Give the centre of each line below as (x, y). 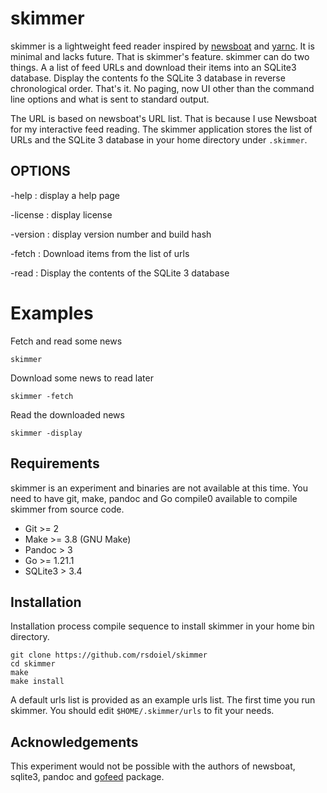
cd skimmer (33, 664)
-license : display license (61, 214)
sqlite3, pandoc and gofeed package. (87, 777)
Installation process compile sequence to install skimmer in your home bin (162, 626)
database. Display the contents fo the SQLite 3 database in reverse (148, 78)
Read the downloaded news (67, 414)
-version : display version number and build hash (111, 234)
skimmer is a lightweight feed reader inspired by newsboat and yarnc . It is (162, 46)
